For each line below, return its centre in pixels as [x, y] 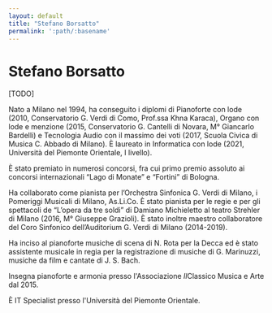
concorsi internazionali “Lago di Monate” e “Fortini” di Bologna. [114, 177]
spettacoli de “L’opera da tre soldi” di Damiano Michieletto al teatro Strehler [134, 210]
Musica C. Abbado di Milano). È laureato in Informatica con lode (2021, [127, 144]
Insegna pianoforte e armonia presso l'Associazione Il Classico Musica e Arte [136, 276]
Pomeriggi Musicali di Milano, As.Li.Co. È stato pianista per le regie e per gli [135, 202]
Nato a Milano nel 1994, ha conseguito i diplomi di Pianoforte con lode [125, 110]
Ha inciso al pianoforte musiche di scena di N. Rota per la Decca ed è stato [133, 243]
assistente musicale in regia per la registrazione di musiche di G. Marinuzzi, [135, 252]
